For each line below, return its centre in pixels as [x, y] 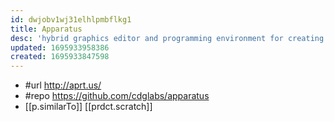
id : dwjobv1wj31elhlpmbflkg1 [71, 19]
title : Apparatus [46, 29]
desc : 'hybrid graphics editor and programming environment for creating [167, 38]
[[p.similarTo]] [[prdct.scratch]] [88, 107]
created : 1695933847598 [60, 57]
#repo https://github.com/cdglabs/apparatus [117, 96]
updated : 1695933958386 [60, 47]
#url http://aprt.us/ [63, 85]
